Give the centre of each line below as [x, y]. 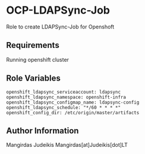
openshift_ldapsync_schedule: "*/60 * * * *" [63, 107]
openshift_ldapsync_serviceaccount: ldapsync [63, 92]
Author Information [42, 131]
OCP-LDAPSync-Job [58, 10]
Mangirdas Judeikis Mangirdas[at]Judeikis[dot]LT [67, 145]
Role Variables [33, 78]
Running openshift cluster [38, 59]
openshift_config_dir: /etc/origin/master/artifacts [73, 113]
